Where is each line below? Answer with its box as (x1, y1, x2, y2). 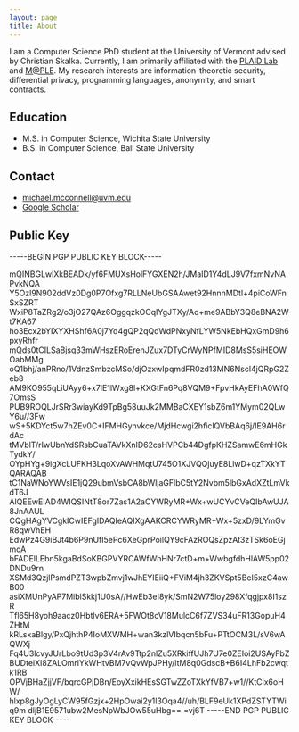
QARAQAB (9, 468, 47, 478)
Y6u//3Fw (9, 411, 46, 421)
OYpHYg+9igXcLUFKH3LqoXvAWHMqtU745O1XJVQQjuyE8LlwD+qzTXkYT (9, 458, 287, 469)
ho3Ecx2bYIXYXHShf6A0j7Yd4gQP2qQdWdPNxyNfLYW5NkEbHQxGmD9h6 (9, 325, 289, 336)
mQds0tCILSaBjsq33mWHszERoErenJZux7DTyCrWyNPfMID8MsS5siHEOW (9, 345, 287, 355)
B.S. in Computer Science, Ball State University (21, 143, 195, 154)
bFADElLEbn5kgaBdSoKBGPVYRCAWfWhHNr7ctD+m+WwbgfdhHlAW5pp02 (9, 553, 290, 563)
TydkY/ (9, 448, 36, 460)
